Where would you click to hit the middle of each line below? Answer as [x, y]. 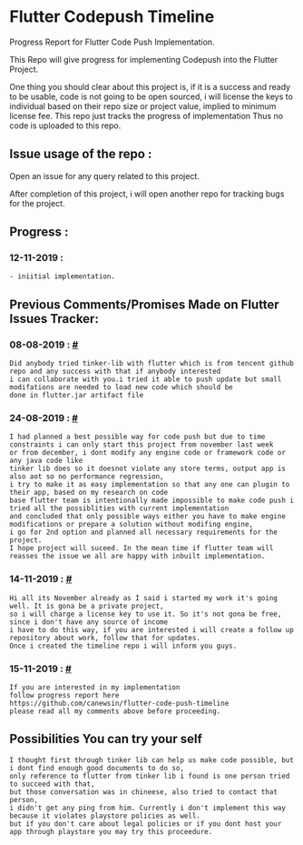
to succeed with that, [52, 784]
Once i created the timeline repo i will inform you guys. [123, 646]
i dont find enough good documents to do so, [97, 768]
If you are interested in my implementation [95, 688]
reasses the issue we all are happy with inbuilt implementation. [137, 557]
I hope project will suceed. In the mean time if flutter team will [142, 548]
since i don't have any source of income [89, 622]
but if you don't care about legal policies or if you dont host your [146, 824]
